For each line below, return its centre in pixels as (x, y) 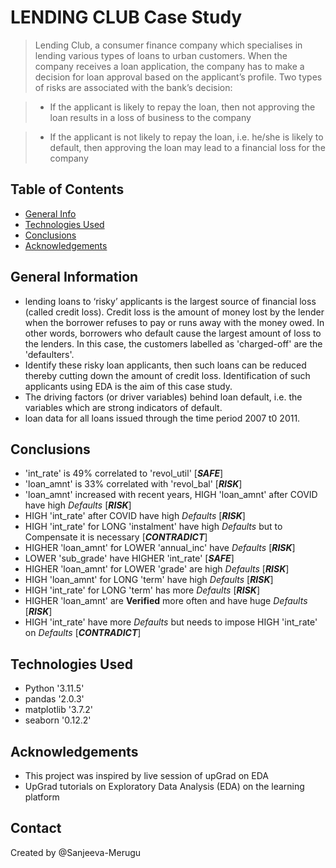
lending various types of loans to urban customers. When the (161, 55)
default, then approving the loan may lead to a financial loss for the (187, 147)
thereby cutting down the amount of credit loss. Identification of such (167, 375)
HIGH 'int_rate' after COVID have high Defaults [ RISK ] (135, 516)
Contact (36, 828)
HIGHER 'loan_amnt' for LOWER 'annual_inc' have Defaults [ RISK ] (160, 548)
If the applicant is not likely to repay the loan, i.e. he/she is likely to (186, 137)
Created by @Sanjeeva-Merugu (76, 852)
